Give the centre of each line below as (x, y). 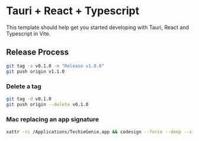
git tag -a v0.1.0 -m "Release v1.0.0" (55, 66)
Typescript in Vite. (28, 33)
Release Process (38, 52)
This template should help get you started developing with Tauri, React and (98, 27)
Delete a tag (24, 86)
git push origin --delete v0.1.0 (47, 104)
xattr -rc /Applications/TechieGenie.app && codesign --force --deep (94, 132)
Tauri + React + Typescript (73, 11)
